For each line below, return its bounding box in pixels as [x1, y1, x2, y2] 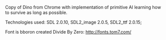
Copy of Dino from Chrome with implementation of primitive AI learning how [5, 4, 161, 10]
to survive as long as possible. [5, 9, 68, 15]
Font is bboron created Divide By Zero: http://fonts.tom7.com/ [5, 29, 132, 34]
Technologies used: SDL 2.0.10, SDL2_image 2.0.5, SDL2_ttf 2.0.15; [5, 19, 142, 25]
